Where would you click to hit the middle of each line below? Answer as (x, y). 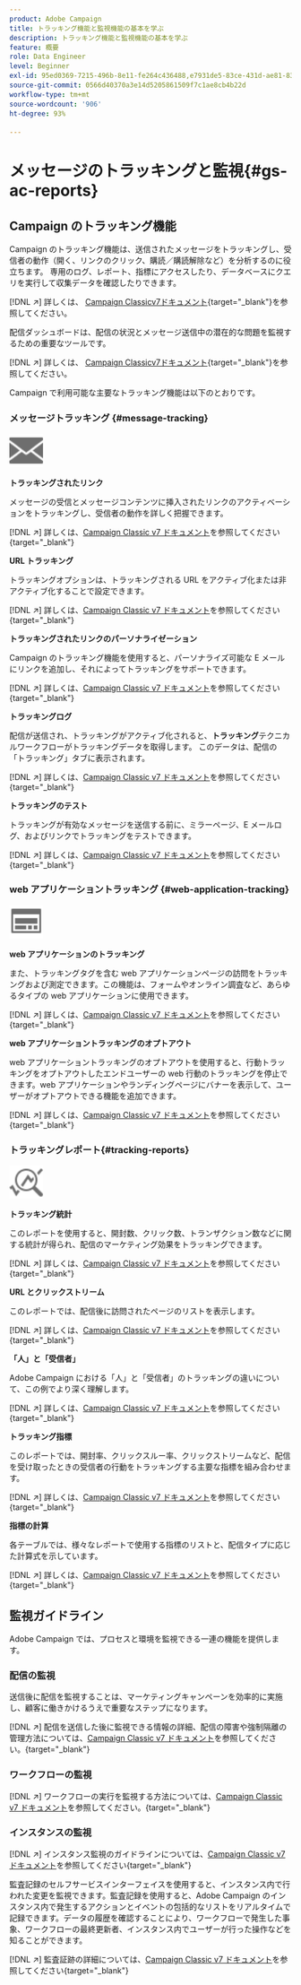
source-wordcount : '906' (56, 104)
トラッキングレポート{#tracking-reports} (99, 1149)
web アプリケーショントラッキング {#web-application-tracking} (149, 889)
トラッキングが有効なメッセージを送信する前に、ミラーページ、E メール (142, 824)
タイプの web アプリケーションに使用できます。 (105, 995)
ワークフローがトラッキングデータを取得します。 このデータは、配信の (147, 746)
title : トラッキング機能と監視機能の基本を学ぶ (86, 28)
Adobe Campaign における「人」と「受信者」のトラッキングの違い (133, 1378)
